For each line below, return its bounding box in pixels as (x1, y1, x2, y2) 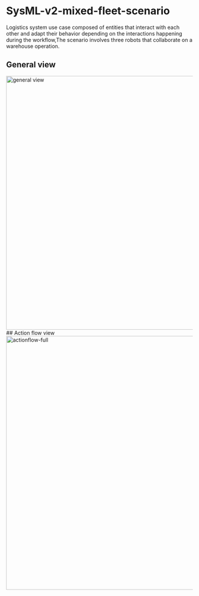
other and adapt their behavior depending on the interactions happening (6, 30, 182, 37)
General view (6, 60, 56, 70)
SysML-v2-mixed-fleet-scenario (6, 4, 171, 18)
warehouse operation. (6, 43, 60, 50)
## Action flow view (6, 329, 55, 336)
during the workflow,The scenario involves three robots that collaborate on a (6, 36, 192, 43)
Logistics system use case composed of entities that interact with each (6, 24, 179, 31)
